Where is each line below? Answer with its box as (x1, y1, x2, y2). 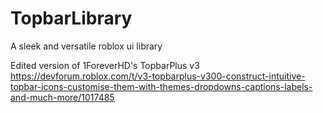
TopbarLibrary (10, 7, 133, 30)
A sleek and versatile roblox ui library (10, 40, 163, 52)
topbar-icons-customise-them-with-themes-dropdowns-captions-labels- (10, 80, 313, 92)
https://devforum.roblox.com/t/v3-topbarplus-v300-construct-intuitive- (10, 70, 306, 82)
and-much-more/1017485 (10, 91, 115, 103)
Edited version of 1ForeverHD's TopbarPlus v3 (10, 59, 200, 71)
